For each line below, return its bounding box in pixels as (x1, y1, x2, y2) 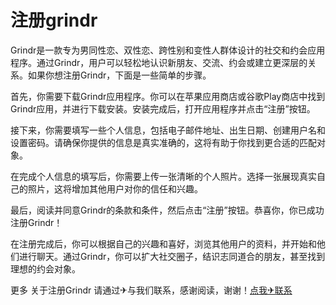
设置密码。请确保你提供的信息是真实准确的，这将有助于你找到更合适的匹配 (10, 136, 317, 148)
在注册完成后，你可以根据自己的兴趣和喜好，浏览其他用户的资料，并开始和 (10, 237, 317, 250)
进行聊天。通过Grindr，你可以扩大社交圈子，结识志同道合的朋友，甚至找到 (18, 250, 326, 262)
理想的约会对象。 (10, 262, 81, 275)
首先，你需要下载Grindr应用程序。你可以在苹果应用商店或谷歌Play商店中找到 (10, 90, 326, 102)
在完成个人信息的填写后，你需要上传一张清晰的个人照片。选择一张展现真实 (10, 170, 317, 182)
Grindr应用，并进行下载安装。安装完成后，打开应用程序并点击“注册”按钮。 (10, 102, 316, 115)
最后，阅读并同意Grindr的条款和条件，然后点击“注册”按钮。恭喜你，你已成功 (10, 204, 325, 216)
